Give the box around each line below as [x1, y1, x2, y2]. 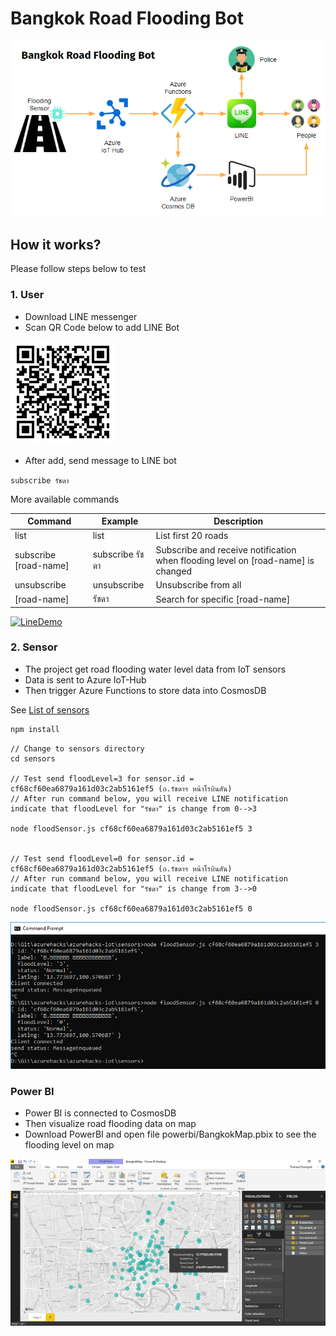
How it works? [10, 236, 102, 253]
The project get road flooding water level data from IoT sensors [24, 663, 287, 675]
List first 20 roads [155, 530, 229, 542]
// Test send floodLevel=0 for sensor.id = [10, 853, 195, 864]
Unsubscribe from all [155, 578, 242, 591]
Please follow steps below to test [10, 263, 147, 275]
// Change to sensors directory [10, 743, 145, 754]
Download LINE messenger [24, 310, 138, 322]
